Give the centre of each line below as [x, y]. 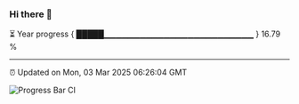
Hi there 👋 [31, 14]
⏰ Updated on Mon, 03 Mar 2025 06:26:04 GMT [98, 72]
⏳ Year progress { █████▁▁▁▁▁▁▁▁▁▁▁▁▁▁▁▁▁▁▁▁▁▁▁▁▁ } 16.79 [145, 34]
